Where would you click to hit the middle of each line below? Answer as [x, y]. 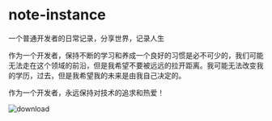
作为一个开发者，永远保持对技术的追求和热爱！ [86, 92]
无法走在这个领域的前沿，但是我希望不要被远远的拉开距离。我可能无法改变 [132, 65]
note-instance [57, 15]
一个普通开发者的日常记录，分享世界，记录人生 [86, 38]
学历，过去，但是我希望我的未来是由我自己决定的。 [100, 75]
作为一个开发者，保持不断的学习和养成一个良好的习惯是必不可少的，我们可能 [136, 55]
